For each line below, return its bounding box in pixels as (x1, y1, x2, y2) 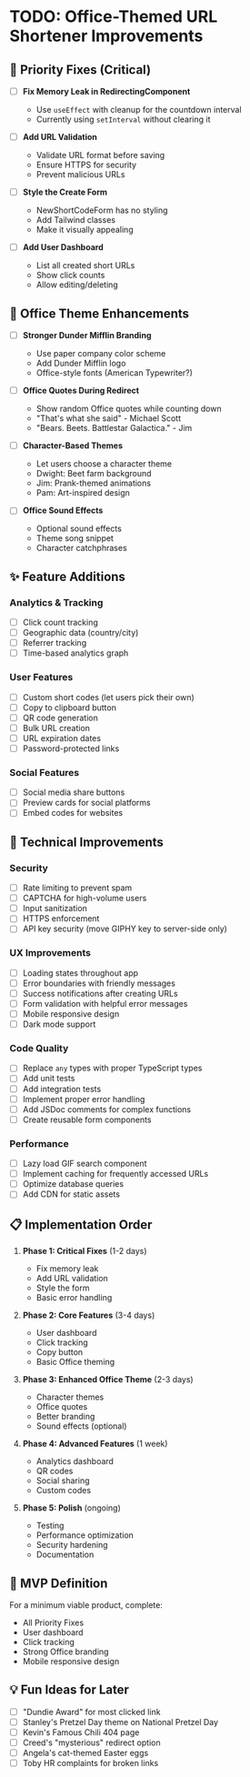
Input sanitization (22, 903, 88, 914)
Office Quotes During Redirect (22, 385, 139, 397)
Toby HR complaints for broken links (22, 1758, 159, 1769)
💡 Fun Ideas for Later (9, 1682, 130, 1698)
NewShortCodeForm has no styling (35, 205, 168, 216)
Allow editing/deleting (35, 279, 118, 290)
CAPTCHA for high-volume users (22, 893, 147, 904)
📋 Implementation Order (9, 1217, 153, 1232)
